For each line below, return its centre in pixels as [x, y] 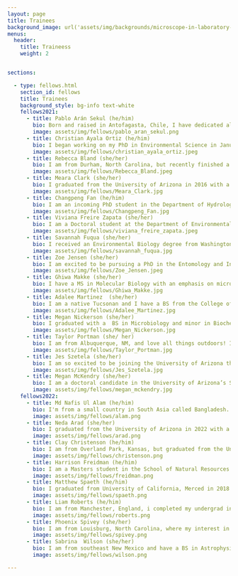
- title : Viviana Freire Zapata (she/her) [90, 218]
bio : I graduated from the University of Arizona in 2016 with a [131, 185]
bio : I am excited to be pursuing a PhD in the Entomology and [128, 264]
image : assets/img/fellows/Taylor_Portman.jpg [103, 350]
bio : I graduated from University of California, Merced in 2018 [131, 489]
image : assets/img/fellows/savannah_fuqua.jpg [103, 251]
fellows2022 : [39, 396]
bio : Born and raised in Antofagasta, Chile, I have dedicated [128, 125]
